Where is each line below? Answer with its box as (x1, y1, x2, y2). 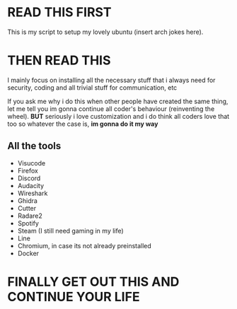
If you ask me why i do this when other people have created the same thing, (7, 97, 229, 105)
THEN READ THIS (7, 52, 111, 69)
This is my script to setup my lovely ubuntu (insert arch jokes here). (7, 28, 204, 36)
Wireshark (17, 189, 48, 197)
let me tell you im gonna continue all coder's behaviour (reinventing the (7, 104, 215, 113)
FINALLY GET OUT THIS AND (7, 274, 180, 290)
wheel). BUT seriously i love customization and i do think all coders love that (7, 112, 230, 120)
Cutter (17, 204, 37, 212)
